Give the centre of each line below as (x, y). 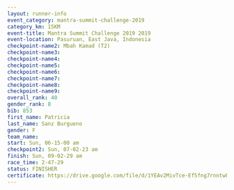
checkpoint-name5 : (34, 65)
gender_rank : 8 (29, 104)
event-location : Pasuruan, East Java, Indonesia (79, 40)
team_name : (23, 136)
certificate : (26, 175)
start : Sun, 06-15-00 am (43, 143)
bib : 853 (20, 111)
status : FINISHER (32, 169)
